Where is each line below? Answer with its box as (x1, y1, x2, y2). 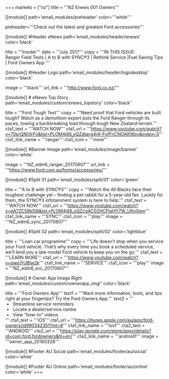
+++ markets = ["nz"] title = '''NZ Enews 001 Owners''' (5, 5, 120, 10)
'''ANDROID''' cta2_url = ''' (5, 328, 61, 333)
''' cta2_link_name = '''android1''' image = (72, 333, 159, 339)
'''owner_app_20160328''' (5, 339, 60, 345)
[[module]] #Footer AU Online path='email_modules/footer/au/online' (5, 364, 149, 369)
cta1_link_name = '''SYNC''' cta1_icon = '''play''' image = (5, 214, 123, 219)
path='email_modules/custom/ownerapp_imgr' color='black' (5, 280, 131, 286)
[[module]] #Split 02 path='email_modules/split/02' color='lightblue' (5, 229, 147, 234)
